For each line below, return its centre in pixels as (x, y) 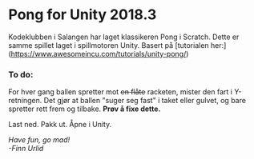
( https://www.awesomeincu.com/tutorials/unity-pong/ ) (99, 54)
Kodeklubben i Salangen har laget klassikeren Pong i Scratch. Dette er (124, 37)
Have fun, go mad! (39, 140)
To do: (21, 74)
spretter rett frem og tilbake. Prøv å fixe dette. (85, 109)
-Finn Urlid (26, 149)
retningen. (25, 101)
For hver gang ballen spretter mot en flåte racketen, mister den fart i (120, 92)
